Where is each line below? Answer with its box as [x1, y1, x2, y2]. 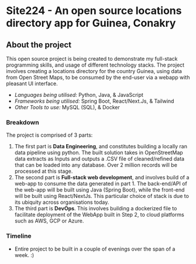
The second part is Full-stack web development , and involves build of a [14, 174, 190, 181]
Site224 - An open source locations [6, 4, 182, 18]
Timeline [6, 232, 32, 240]
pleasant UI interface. [6, 80, 59, 87]
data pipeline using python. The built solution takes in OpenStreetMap [14, 149, 183, 156]
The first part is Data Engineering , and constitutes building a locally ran [14, 143, 187, 150]
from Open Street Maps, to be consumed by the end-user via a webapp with [6, 74, 190, 81]
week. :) [14, 251, 35, 258]
